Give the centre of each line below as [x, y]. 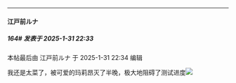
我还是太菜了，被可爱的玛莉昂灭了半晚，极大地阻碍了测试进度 [97, 72]
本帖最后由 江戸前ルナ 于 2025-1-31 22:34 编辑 [75, 57]
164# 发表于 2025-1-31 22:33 [50, 38]
